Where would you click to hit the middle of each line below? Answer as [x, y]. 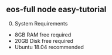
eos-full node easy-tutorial [56, 10]
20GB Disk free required [44, 41]
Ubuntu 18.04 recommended [49, 47]
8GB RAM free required [43, 35]
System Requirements [41, 23]
